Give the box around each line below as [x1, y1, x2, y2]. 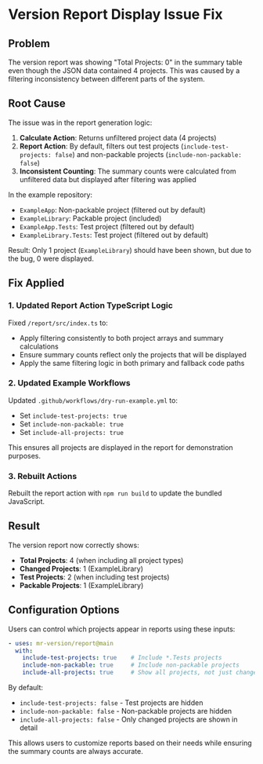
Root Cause [8, 97, 67, 111]
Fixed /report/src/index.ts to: [8, 318, 108, 327]
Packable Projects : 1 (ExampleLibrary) [19, 580, 144, 590]
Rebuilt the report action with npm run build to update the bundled [8, 488, 222, 498]
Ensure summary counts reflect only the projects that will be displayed [19, 349, 247, 359]
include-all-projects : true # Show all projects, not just [22, 669, 233, 677]
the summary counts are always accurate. [8, 747, 143, 756]
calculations [19, 342, 59, 351]
